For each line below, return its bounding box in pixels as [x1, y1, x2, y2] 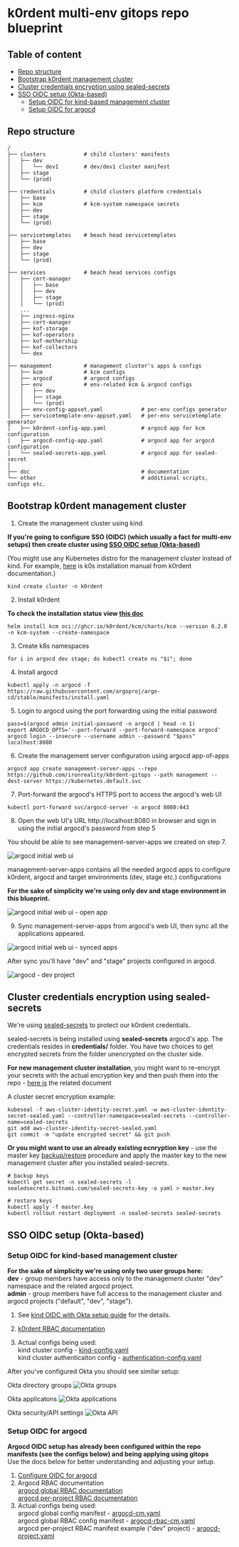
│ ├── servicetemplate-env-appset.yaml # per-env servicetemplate [7, 412, 221, 419]
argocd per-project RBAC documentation [17, 1494, 138, 1502]
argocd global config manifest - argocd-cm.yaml [17, 1509, 161, 1518]
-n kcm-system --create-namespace [7, 629, 110, 636]
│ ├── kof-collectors [7, 344, 78, 351]
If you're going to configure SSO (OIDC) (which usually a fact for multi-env [7, 532, 232, 541]
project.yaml [17, 1531, 55, 1541]
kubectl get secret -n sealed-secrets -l [7, 1179, 132, 1186]
